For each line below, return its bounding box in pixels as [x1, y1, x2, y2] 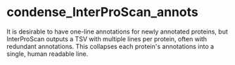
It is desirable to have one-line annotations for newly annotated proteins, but [6, 27, 228, 36]
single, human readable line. [6, 50, 89, 58]
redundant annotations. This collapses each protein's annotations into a [6, 42, 215, 50]
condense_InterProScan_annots [6, 4, 198, 20]
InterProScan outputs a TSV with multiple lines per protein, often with [6, 34, 208, 43]
